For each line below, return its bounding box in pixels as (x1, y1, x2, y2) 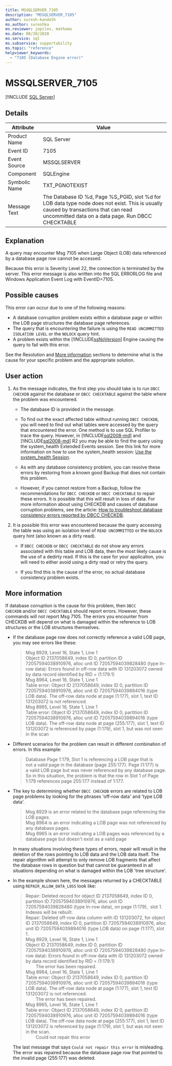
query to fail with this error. (12, 341, 70, 348)
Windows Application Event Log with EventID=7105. (5, 276, 114, 282)
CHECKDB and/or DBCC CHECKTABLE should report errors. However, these (5, 608, 152, 614)
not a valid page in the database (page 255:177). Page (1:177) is (25, 762, 159, 768)
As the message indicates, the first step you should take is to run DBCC (12, 385, 160, 391)
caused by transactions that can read (42, 206, 133, 213)
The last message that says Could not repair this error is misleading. (12, 1044, 164, 1050)
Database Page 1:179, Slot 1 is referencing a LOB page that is (25, 757, 153, 763)
